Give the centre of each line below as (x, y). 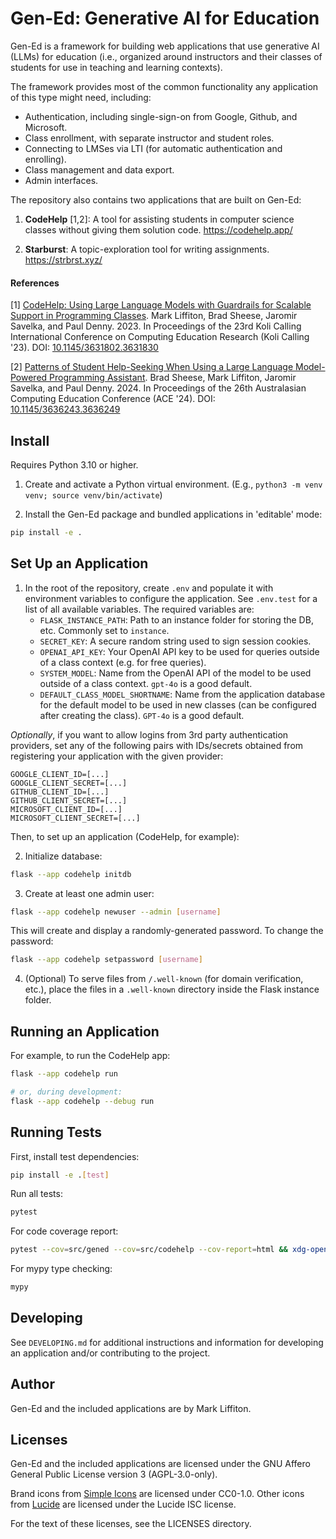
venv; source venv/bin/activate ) (93, 494)
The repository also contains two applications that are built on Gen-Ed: (156, 199)
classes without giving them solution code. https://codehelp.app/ (158, 229)
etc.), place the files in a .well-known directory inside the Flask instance (172, 989)
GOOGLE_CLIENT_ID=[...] (60, 774)
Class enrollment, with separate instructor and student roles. (149, 138)
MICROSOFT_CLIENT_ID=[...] (66, 809)
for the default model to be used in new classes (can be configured (178, 704)
